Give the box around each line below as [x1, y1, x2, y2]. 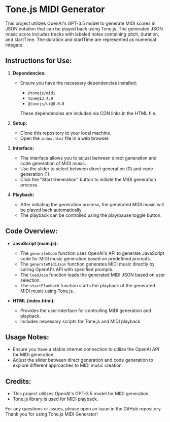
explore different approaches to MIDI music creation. [12, 362, 123, 368]
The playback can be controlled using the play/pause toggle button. [20, 212, 162, 218]
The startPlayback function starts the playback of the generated [20, 282, 156, 288]
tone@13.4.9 [27, 96, 53, 101]
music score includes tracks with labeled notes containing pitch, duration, [5, 31, 159, 37]
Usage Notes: [5, 333, 49, 341]
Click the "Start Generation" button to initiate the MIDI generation [20, 176, 156, 182]
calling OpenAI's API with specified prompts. [20, 266, 114, 272]
